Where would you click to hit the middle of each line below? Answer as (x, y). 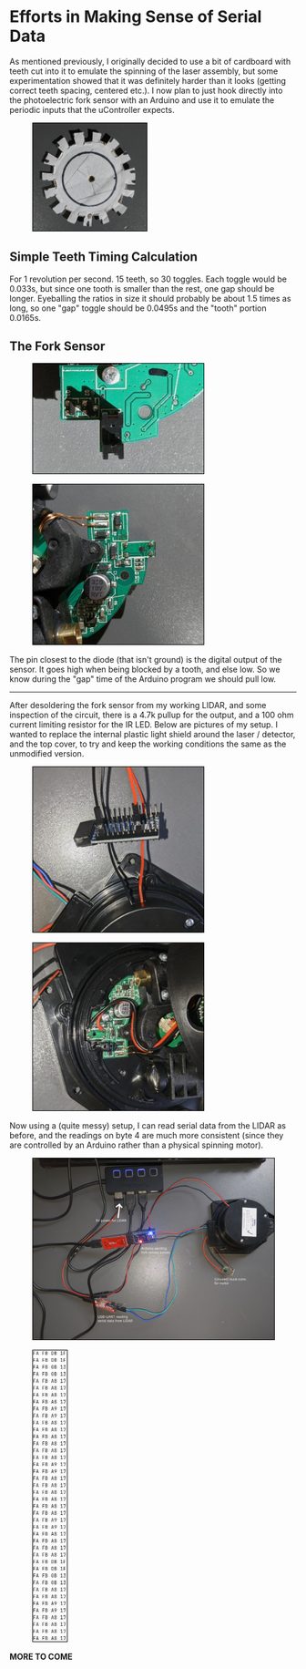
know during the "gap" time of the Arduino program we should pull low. (143, 679)
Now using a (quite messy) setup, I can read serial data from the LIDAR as (148, 1125)
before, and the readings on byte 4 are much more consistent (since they (147, 1135)
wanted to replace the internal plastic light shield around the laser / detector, (153, 734)
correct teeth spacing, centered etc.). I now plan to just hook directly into (146, 90)
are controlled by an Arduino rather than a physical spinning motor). (137, 1145)
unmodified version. (47, 753)
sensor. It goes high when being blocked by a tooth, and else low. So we (145, 669)
